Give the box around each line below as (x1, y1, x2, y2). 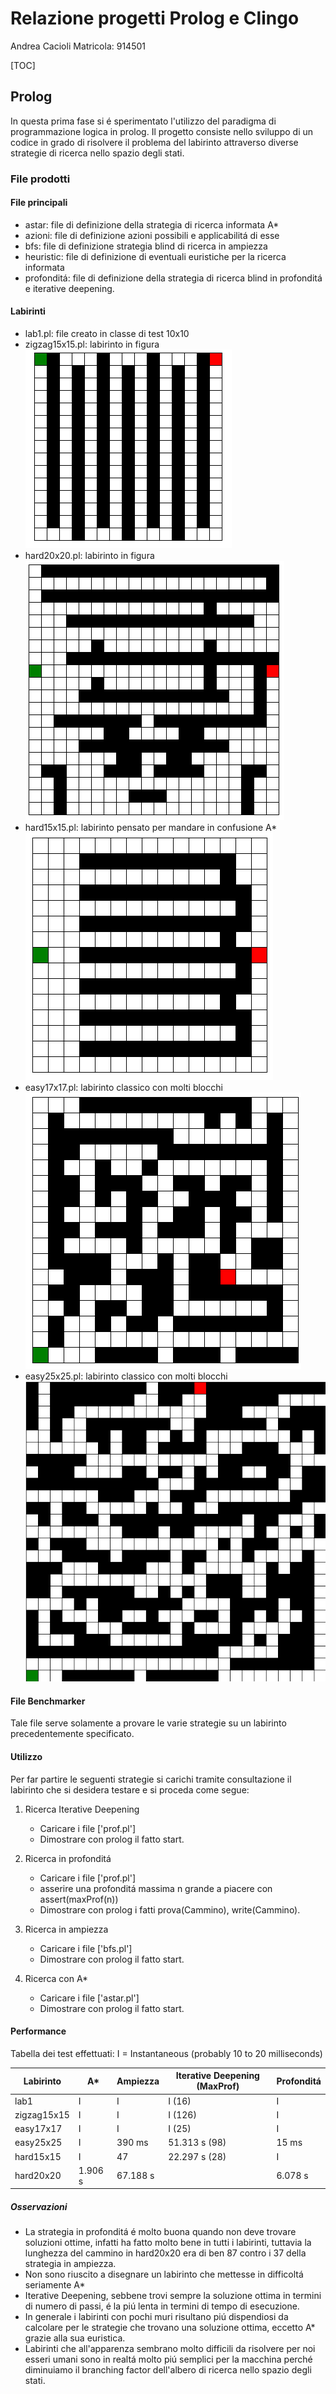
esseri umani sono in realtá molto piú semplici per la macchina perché (24, 2353, 313, 2366)
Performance (10, 2025, 67, 2037)
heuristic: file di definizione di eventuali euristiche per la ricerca (24, 250, 287, 262)
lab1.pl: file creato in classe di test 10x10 (24, 328, 190, 340)
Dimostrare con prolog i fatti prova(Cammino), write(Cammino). (39, 1903, 301, 1916)
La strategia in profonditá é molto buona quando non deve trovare (24, 2226, 297, 2238)
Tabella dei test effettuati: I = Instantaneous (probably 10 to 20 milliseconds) (10, 2047, 323, 2059)
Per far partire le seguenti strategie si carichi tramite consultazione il (10, 1773, 292, 1785)
